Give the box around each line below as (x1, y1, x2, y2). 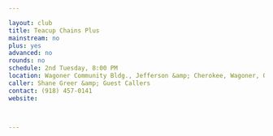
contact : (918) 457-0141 (8, 87, 93, 95)
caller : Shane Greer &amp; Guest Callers (8, 79, 151, 87)
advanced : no (8, 49, 53, 57)
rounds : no (8, 57, 45, 65)
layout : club (8, 19, 53, 27)
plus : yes (8, 41, 42, 49)
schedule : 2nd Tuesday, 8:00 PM (8, 64, 118, 73)
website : (8, 94, 38, 102)
